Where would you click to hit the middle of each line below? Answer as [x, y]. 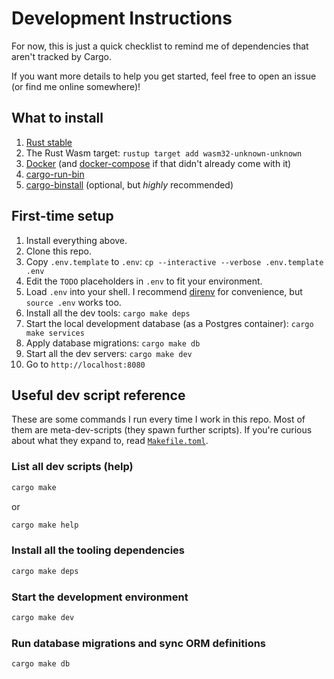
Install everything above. [76, 240]
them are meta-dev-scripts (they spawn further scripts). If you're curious [162, 430]
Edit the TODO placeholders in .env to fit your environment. [144, 281]
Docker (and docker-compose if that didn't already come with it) [158, 163]
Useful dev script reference [98, 395]
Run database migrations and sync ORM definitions [139, 643]
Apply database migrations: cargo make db [113, 343]
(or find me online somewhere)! [76, 86]
